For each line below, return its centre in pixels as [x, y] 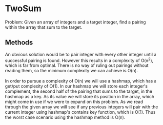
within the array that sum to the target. [44, 27]
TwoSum [23, 9]
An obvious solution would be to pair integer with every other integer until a [81, 54]
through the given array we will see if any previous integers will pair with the [81, 107]
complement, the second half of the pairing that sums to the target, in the [79, 91]
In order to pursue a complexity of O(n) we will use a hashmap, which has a [81, 81]
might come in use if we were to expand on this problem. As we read [74, 102]
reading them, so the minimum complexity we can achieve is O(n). [71, 71]
